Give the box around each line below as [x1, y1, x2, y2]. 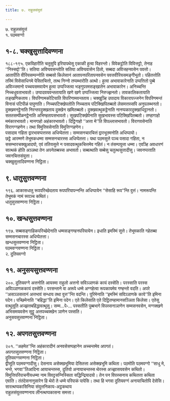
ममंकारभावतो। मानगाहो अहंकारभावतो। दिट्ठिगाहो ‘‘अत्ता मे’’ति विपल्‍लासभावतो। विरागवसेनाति [5, 118, 152, 125]
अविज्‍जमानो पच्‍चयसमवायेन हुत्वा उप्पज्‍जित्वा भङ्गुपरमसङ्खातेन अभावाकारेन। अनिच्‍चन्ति [5, 84, 147, 90]
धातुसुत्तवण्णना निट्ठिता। [5, 199, 43, 205]
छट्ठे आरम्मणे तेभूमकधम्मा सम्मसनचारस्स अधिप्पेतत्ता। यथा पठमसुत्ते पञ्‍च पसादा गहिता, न [5, 135, 144, 142]
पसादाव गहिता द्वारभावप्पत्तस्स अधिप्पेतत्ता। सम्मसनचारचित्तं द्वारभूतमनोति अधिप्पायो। [5, 130, 138, 136]
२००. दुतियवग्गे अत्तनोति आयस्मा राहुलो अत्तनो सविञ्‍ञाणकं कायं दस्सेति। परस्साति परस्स [5, 279, 148, 286]
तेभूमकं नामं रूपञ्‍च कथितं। [5, 193, 49, 199]
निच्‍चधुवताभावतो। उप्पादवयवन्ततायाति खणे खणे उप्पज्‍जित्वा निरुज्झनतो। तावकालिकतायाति [5, 89, 150, 95]
